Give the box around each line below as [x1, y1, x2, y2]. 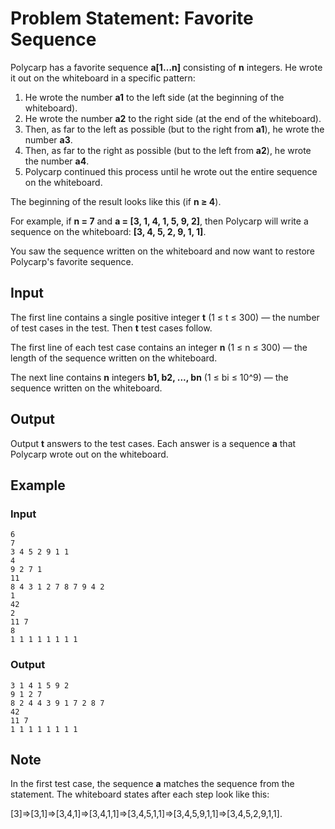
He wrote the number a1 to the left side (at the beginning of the [24, 91, 285, 103]
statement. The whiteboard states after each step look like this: [10, 788, 270, 801]
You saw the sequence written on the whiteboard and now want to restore [10, 245, 315, 257]
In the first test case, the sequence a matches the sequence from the [10, 778, 295, 790]
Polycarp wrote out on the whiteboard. [10, 448, 169, 460]
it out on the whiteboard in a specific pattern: [10, 72, 196, 84]
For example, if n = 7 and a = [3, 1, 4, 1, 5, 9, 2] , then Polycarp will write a [10, 215, 309, 227]
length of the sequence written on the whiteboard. [10, 352, 218, 364]
